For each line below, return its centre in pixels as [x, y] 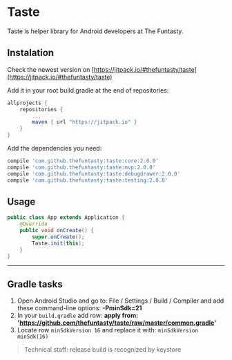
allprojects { [28, 103]
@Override [34, 224]
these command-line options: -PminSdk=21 [79, 308]
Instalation [30, 53]
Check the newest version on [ [51, 69]
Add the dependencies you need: [55, 148]
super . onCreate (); [58, 237]
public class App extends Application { [66, 218]
